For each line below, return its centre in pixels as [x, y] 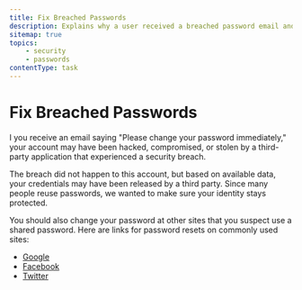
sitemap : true [36, 34]
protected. [28, 203]
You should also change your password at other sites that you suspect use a [151, 220]
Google [36, 257]
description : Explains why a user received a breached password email [144, 26]
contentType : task [44, 68]
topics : [24, 43]
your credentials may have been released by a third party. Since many [139, 183]
